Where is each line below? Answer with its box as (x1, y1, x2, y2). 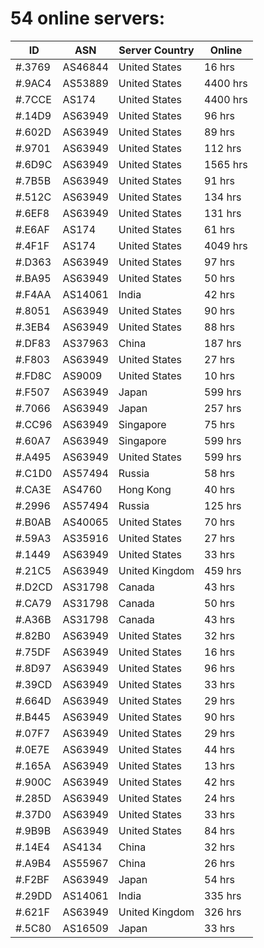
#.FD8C (15, 368, 52, 382)
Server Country (118, 43, 195, 57)
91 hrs (204, 173, 236, 187)
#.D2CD (15, 580, 53, 594)
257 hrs (204, 401, 242, 415)
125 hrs (204, 498, 242, 512)
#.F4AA (15, 287, 52, 301)
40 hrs (204, 482, 236, 496)
